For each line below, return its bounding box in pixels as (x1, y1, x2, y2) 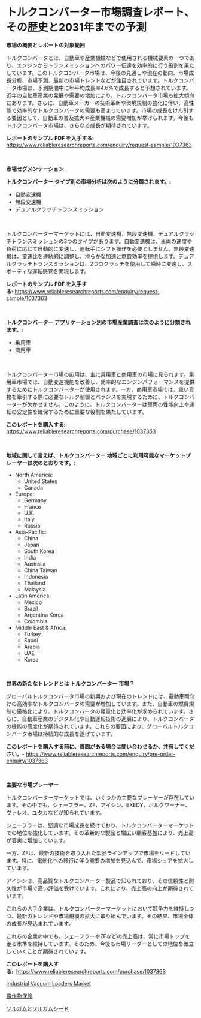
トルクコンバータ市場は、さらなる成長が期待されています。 (6, 121, 153, 129)
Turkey (23, 630, 41, 638)
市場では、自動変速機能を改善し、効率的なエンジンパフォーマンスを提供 (16, 378, 195, 385)
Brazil (23, 605, 38, 612)
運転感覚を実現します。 (32, 268, 90, 275)
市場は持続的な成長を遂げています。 (26, 730, 116, 737)
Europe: (14, 490, 35, 497)
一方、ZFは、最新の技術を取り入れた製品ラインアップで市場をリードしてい (6, 849, 191, 857)
